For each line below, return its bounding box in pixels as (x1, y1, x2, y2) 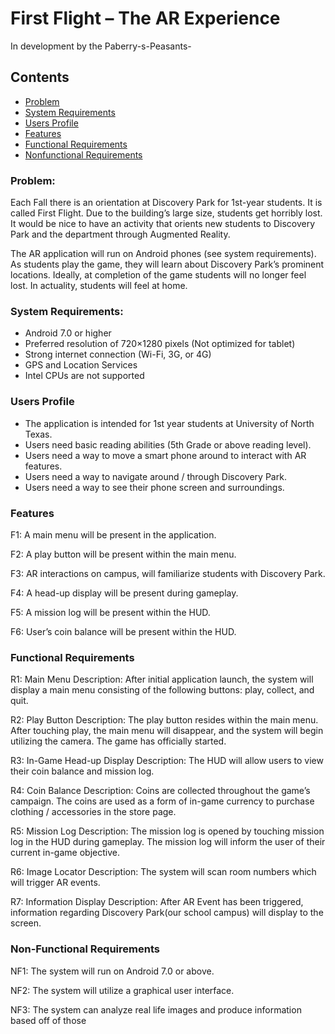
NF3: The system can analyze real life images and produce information (10, 1003, 302, 1016)
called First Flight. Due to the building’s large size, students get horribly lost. (10, 207, 323, 219)
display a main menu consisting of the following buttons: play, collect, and (10, 684, 315, 696)
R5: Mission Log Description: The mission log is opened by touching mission (10, 825, 325, 837)
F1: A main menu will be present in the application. (10, 528, 217, 541)
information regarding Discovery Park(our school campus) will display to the (10, 907, 324, 919)
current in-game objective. (10, 847, 120, 859)
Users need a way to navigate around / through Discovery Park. (24, 470, 287, 482)
